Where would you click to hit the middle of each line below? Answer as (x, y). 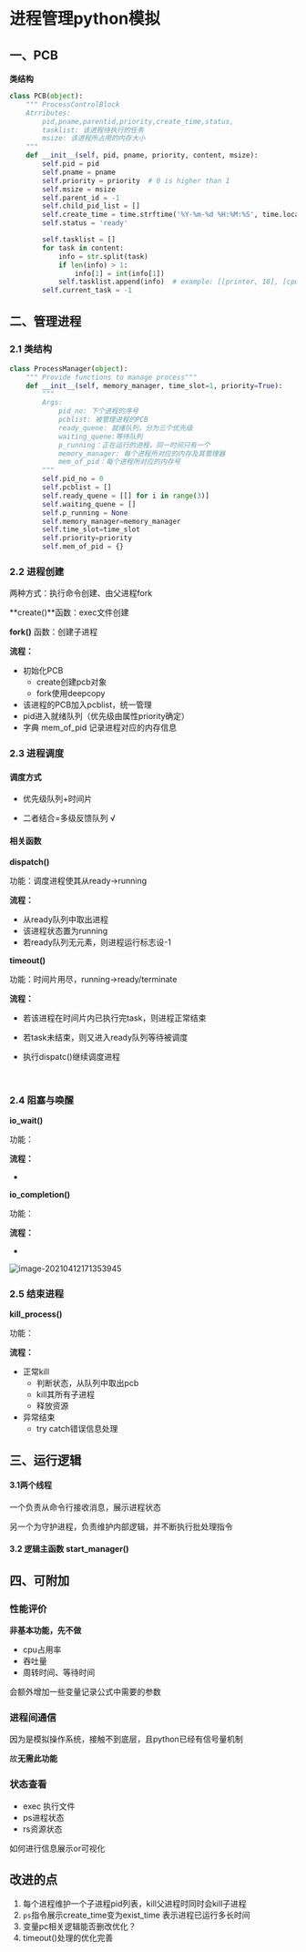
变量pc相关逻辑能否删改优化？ (79, 1926)
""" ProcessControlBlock (73, 104)
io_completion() (40, 1194)
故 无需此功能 (33, 1759)
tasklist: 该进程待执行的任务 (93, 130)
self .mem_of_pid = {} (83, 547)
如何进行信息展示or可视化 (57, 1848)
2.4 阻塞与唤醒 (42, 1100)
